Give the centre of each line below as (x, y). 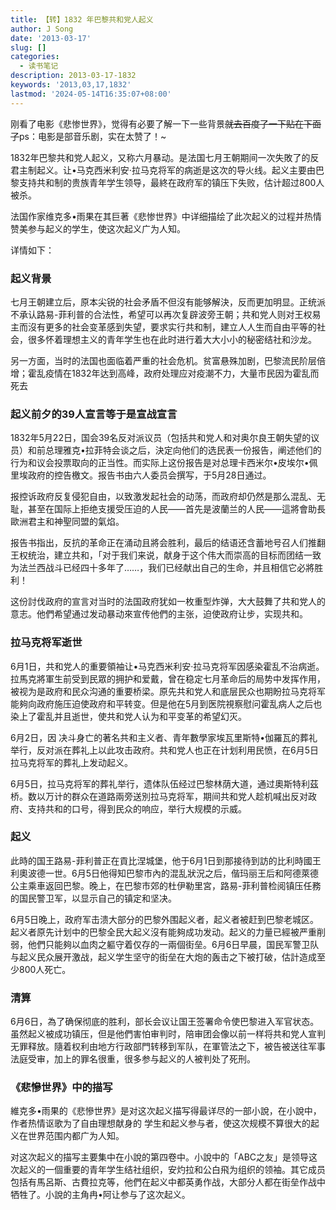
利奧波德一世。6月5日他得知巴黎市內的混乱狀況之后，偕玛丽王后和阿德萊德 (164, 873)
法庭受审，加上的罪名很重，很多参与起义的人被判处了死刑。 (133, 1059)
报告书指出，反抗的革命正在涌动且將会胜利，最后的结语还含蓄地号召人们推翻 (168, 543)
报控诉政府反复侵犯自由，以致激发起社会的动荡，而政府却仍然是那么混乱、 (163, 497)
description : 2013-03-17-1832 (73, 76)
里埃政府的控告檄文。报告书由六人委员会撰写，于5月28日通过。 (141, 475)
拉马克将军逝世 (46, 643)
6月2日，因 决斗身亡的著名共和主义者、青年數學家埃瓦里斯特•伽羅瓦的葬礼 (164, 737)
